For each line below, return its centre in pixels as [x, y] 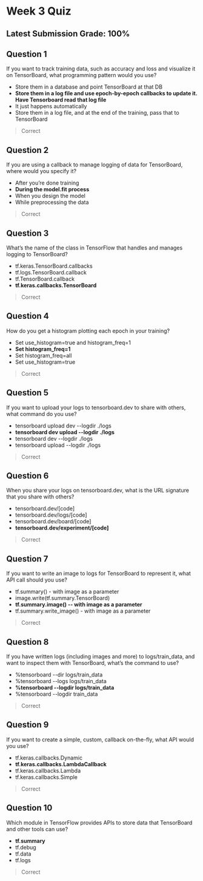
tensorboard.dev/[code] [45, 509]
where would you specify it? [42, 171]
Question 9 [28, 725]
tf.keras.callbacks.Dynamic [49, 758]
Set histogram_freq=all [43, 355]
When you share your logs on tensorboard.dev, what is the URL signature [98, 491]
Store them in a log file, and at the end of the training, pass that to [97, 113]
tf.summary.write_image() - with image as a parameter [83, 611]
